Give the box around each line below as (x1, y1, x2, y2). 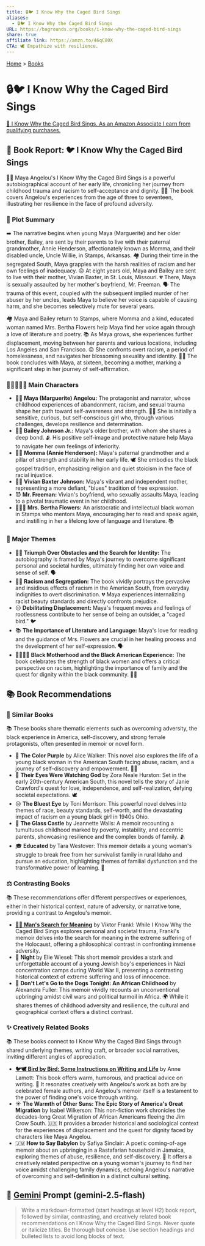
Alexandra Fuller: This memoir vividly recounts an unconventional (15, 986, 180, 993)
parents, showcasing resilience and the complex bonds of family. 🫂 (15, 833, 185, 841)
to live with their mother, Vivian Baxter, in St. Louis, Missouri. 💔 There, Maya (6, 273, 196, 280)
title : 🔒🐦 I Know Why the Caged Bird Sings (6, 9, 121, 15)
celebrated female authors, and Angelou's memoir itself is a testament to (15, 1087, 198, 1094)
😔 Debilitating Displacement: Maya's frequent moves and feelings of (15, 604, 192, 611)
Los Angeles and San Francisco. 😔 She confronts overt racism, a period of (6, 345, 195, 353)
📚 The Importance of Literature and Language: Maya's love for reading (15, 626, 198, 634)
